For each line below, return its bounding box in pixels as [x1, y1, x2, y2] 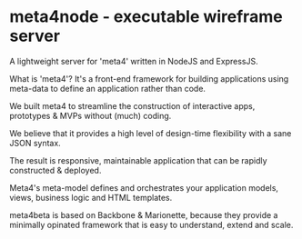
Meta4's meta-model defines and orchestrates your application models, [9, 182, 279, 193]
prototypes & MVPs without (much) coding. [9, 110, 172, 121]
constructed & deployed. [9, 164, 102, 175]
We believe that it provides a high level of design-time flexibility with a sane [9, 127, 292, 138]
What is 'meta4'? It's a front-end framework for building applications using [9, 73, 289, 84]
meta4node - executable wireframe [9, 6, 284, 27]
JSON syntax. [9, 137, 61, 148]
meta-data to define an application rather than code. [9, 83, 206, 94]
